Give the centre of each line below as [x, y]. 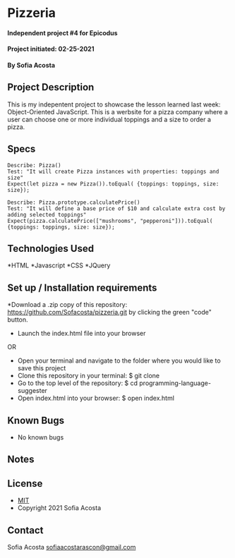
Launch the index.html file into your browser [82, 334]
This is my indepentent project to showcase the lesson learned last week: [114, 104]
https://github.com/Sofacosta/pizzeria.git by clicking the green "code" [109, 313]
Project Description [51, 87]
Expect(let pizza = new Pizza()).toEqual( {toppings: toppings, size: [113, 184]
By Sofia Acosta [31, 65]
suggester [32, 391]
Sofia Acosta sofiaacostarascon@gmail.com [72, 547]
